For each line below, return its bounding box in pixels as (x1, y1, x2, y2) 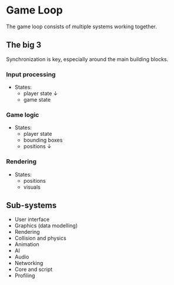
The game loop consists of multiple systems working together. (6, 23, 158, 30)
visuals (23, 183, 41, 190)
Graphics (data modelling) (14, 222, 78, 229)
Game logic (6, 110, 39, 119)
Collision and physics (14, 234, 66, 242)
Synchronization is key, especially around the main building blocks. (6, 55, 169, 62)
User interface (14, 216, 50, 223)
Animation (14, 241, 39, 248)
